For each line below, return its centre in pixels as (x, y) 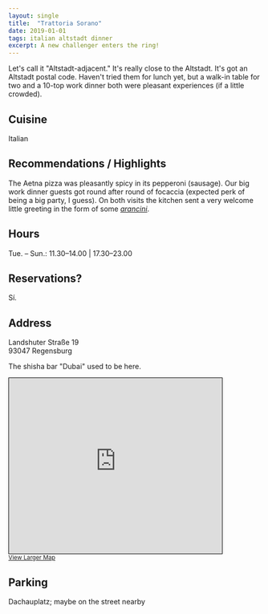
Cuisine (28, 119)
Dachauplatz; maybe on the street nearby (77, 602)
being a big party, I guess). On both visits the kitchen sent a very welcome (131, 200)
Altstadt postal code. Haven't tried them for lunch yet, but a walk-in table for (134, 77)
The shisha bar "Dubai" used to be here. (75, 367)
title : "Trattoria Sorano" (55, 23)
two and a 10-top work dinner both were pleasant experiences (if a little (126, 86)
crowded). (25, 94)
